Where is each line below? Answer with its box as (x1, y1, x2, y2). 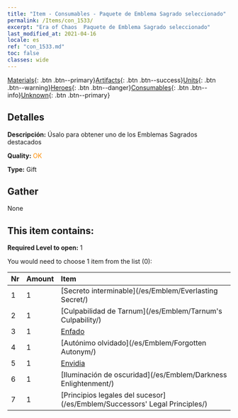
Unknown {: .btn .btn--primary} (21, 91, 110, 99)
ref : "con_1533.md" (7, 43, 65, 50)
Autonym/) (60, 347, 97, 357)
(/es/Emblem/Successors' (60, 399, 147, 409)
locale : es (7, 37, 40, 44)
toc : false (7, 50, 40, 57)
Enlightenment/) (60, 379, 115, 389)
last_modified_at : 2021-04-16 (7, 30, 97, 37)
